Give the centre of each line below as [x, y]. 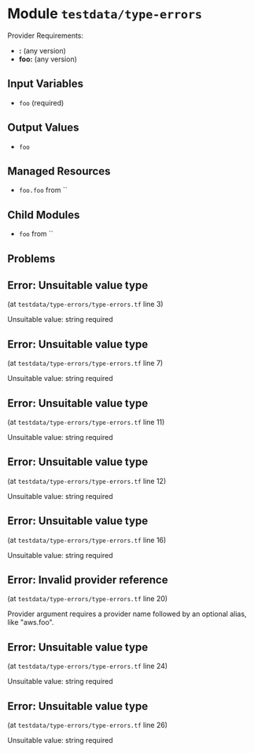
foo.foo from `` [43, 190]
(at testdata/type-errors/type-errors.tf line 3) [85, 305]
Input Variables [46, 84]
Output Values [43, 128]
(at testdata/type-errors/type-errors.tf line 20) [88, 599]
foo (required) [41, 102]
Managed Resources [59, 171]
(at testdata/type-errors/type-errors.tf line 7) [85, 364]
